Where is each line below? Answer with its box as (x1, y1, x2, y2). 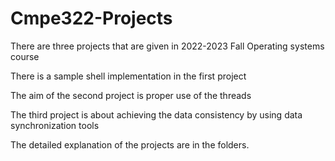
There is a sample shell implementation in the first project (10, 70, 247, 82)
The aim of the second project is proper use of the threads (10, 89, 252, 101)
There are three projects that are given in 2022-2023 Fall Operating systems (10, 40, 325, 52)
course (10, 50, 40, 62)
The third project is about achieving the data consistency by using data (10, 108, 303, 121)
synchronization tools (10, 119, 100, 131)
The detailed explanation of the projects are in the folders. (10, 138, 250, 151)
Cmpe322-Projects (10, 7, 173, 30)
